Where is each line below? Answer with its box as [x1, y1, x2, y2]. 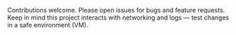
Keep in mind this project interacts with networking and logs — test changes [7, 13, 230, 22]
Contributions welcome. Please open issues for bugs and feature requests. [7, 6, 225, 14]
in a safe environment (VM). [7, 21, 88, 29]
